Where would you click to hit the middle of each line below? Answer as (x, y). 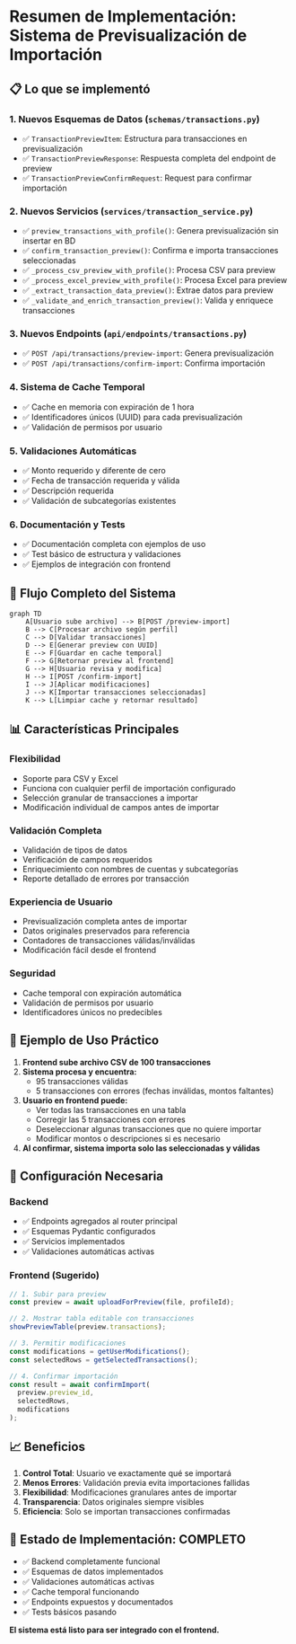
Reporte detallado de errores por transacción (106, 879)
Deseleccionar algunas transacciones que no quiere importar (148, 1128)
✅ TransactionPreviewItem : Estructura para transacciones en (135, 138)
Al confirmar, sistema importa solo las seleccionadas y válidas (141, 1148)
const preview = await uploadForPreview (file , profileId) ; (122, 1303)
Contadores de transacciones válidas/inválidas (109, 941)
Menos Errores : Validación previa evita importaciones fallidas (136, 1482)
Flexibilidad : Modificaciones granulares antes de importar (130, 1492)
